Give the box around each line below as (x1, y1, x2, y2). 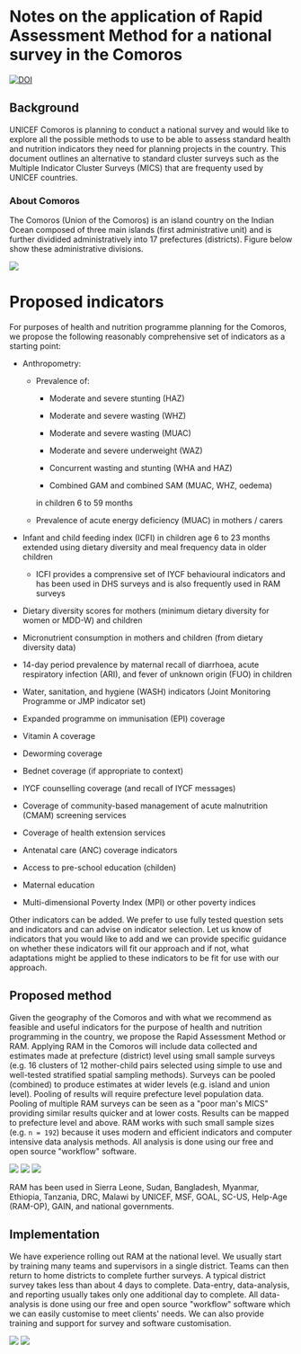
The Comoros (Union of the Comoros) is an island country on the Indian (9, 215, 274, 226)
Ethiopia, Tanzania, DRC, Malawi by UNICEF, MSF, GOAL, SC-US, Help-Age (9, 1191, 288, 1202)
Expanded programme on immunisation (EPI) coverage (22, 713, 226, 724)
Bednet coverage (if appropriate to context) (22, 765, 184, 776)
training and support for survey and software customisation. (9, 1317, 232, 1328)
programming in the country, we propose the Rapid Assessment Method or (9, 1031, 287, 1042)
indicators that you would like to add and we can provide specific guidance (9, 933, 288, 944)
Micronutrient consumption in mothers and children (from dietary (22, 632, 263, 643)
